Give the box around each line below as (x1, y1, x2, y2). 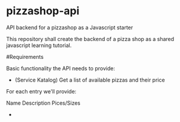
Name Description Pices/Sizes (6, 99, 80, 107)
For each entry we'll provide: (6, 87, 76, 95)
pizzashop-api (6, 4, 80, 18)
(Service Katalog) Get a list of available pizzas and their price (14, 76, 165, 83)
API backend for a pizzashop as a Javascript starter (6, 24, 134, 31)
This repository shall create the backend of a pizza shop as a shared (6, 35, 175, 42)
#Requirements (6, 53, 44, 60)
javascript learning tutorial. (6, 42, 72, 49)
